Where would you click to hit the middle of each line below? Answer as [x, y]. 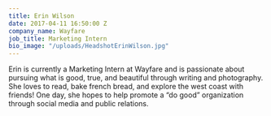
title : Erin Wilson [42, 16]
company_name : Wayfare [47, 31]
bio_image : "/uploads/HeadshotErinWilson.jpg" [89, 46]
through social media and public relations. [79, 104]
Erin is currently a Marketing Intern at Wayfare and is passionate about [127, 69]
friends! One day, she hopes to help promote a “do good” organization [126, 95]
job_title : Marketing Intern [58, 39]
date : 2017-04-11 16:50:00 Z [58, 24]
